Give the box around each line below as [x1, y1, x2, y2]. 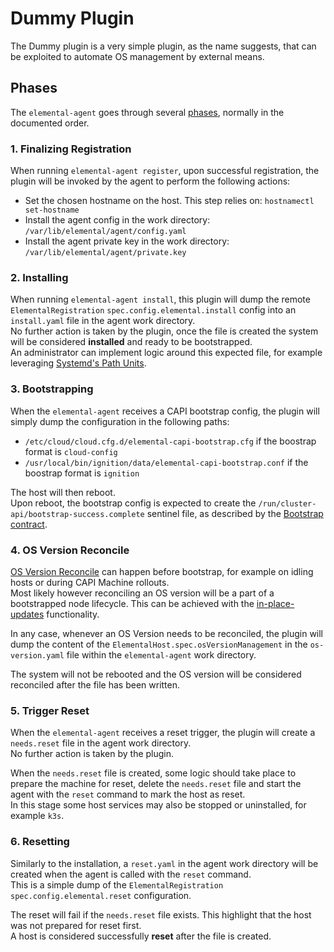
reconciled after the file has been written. [10, 678, 181, 691]
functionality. [46, 608, 100, 620]
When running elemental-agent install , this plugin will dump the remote [10, 293, 311, 306]
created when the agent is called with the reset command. [10, 868, 252, 880]
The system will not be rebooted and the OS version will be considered [10, 668, 302, 680]
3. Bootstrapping [10, 382, 94, 396]
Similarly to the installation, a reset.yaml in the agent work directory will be [10, 857, 319, 869]
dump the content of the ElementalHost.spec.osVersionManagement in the [10, 638, 308, 650]
